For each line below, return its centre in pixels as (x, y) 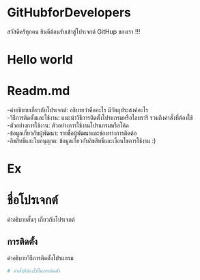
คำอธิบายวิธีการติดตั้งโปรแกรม (40, 258)
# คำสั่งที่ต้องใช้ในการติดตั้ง (33, 271)
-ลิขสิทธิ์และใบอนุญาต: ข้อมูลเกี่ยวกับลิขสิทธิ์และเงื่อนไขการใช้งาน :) (82, 141)
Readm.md (39, 91)
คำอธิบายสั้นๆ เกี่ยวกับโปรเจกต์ (41, 220)
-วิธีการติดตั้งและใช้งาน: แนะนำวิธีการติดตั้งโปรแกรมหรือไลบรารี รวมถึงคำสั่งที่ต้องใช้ (100, 118)
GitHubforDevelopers (69, 13)
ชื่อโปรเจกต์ (32, 200)
